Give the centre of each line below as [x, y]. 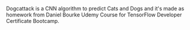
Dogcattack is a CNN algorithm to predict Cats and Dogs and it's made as [95, 9]
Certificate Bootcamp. [33, 21]
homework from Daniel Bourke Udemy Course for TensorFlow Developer [94, 15]
